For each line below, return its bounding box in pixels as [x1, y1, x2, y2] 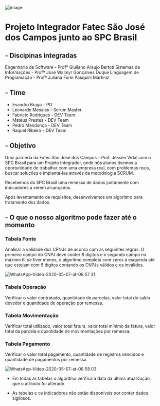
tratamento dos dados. [5, 199, 51, 205]
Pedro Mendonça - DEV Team [12, 122, 72, 128]
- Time [5, 89, 26, 97]
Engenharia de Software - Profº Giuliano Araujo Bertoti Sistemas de [5, 64, 140, 70]
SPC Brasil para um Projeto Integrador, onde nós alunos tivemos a [5, 160, 137, 166]
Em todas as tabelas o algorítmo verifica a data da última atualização [12, 375, 150, 382]
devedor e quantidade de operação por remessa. [5, 300, 104, 306]
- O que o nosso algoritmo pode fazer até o [5, 213, 137, 221]
